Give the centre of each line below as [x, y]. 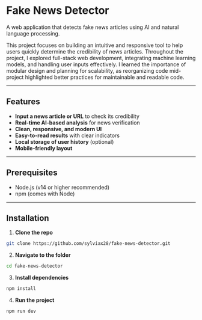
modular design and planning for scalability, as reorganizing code [87, 70]
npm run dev [21, 311]
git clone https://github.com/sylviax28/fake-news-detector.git [88, 244]
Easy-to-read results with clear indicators [67, 135]
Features [23, 102]
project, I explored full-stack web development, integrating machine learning [101, 58]
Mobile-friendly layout [44, 148]
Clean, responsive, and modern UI [58, 129]
